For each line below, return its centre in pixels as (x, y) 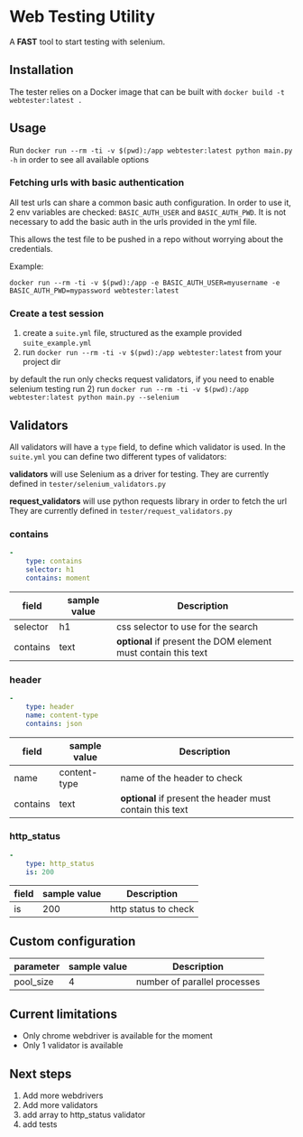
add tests (40, 1124)
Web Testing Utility (83, 17)
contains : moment (58, 578)
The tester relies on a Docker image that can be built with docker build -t (147, 91)
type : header (50, 706)
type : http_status (60, 863)
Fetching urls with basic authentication (97, 182)
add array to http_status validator (84, 1114)
